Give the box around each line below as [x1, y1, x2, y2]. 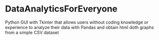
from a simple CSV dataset [5, 29, 59, 35]
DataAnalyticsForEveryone [5, 3, 118, 14]
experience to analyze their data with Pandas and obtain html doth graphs [5, 24, 154, 30]
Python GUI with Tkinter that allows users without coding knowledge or [5, 19, 149, 25]
